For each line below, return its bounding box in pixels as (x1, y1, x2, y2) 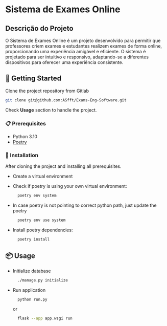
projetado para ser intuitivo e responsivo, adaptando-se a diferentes (5, 54, 149, 60)
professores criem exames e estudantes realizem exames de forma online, (5, 43, 162, 49)
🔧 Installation (5, 151, 39, 159)
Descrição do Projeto (5, 24, 74, 33)
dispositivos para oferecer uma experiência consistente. (5, 59, 124, 65)
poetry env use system (17, 218, 66, 223)
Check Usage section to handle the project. (5, 106, 97, 113)
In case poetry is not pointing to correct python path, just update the (12, 202, 157, 208)
